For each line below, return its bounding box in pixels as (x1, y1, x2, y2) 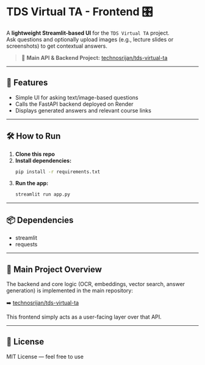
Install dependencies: (15, 157, 72, 164)
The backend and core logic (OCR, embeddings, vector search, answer (6, 280, 185, 287)
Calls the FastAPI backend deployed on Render (15, 100, 134, 108)
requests (15, 241, 38, 248)
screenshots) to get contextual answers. (6, 42, 108, 50)
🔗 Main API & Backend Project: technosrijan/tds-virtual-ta (21, 54, 168, 61)
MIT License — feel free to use (6, 353, 84, 360)
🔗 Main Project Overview (6, 264, 103, 275)
